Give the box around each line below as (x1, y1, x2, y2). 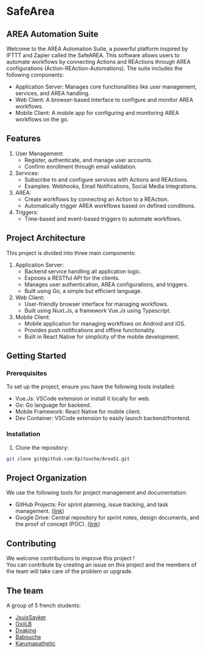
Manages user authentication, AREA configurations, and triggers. (24, 281, 188, 288)
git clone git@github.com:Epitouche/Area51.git (6, 456, 130, 462)
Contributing (6, 538, 56, 549)
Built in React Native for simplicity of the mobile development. (24, 333, 180, 340)
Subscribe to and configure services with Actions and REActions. (24, 176, 188, 183)
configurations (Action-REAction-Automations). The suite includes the (6, 65, 183, 72)
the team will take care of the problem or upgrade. (6, 568, 133, 575)
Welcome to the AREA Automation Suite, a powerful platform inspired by (6, 45, 188, 52)
